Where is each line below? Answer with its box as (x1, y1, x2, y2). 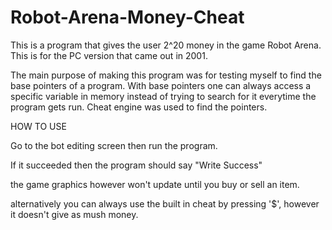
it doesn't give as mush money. (10, 208, 139, 220)
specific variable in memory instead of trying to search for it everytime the (10, 90, 317, 102)
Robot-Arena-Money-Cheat (10, 6, 245, 29)
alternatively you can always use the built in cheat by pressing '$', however (10, 197, 320, 210)
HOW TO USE (10, 120, 67, 132)
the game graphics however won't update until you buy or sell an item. (10, 178, 300, 190)
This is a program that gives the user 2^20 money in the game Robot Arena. (10, 39, 322, 51)
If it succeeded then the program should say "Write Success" (10, 159, 263, 171)
